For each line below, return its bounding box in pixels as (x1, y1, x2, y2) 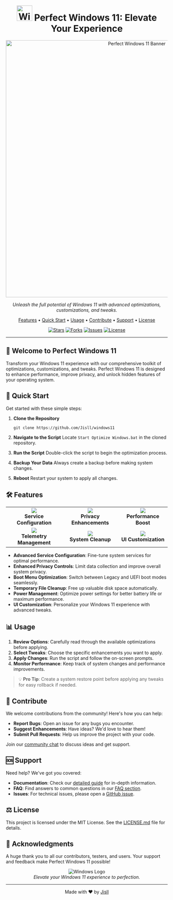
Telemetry (21, 533, 47, 540)
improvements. (13, 666, 45, 672)
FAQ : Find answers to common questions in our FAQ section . (13, 785, 142, 791)
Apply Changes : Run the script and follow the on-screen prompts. (13, 655, 154, 661)
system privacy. (13, 569, 47, 575)
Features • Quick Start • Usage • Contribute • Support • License (18, 317, 156, 323)
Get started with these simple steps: (6, 405, 82, 411)
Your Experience (51, 23, 123, 34)
